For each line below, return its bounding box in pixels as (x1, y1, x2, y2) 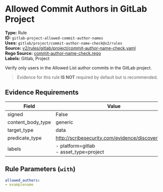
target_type (7, 127, 34, 133)
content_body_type (7, 119, 51, 126)
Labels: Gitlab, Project (5, 55, 50, 61)
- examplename (5, 182, 34, 187)
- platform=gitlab (55, 142, 96, 149)
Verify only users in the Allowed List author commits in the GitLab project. (5, 64, 152, 71)
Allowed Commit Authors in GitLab (5, 3, 147, 15)
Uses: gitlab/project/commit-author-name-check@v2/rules (5, 40, 123, 46)
